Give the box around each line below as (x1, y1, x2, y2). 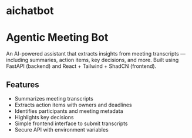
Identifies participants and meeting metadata (14, 107, 123, 115)
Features (6, 80, 39, 89)
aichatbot (6, 4, 54, 18)
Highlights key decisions (14, 113, 74, 120)
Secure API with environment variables (14, 126, 109, 133)
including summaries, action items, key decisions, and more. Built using (6, 57, 179, 64)
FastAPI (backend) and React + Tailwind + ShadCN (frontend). (6, 63, 157, 70)
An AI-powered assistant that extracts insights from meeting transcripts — (6, 50, 186, 57)
